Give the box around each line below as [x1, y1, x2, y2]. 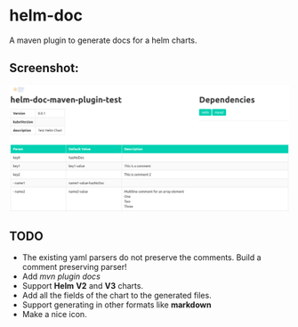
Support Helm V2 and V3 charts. [21, 281, 144, 291]
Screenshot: [9, 61, 79, 76]
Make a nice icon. [21, 309, 87, 320]
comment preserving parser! [21, 262, 127, 273]
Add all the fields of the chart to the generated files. [21, 290, 212, 301]
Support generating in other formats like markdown [21, 299, 212, 310]
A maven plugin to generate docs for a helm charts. [9, 35, 197, 45]
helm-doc [9, 5, 83, 26]
